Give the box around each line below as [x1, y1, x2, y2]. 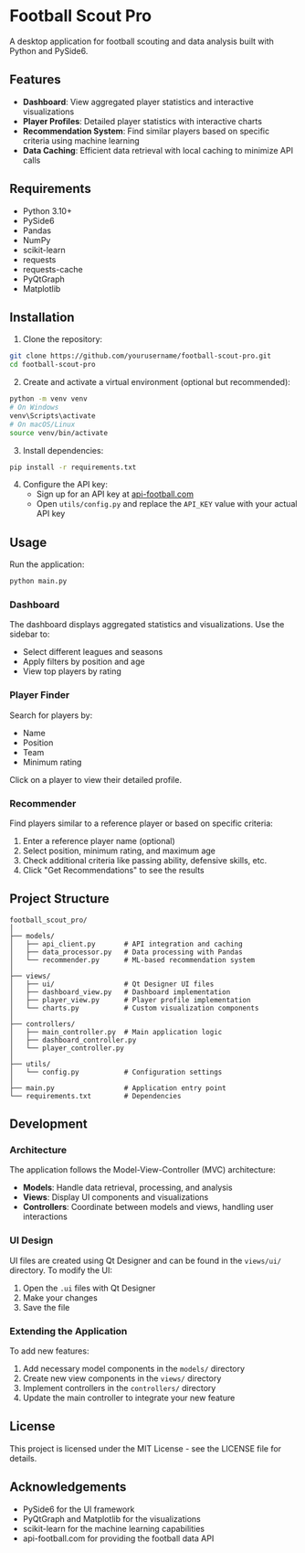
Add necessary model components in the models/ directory [22, 1364, 245, 1375]
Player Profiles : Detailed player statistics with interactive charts [22, 115, 263, 126]
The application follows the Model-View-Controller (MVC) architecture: [9, 1164, 276, 1175]
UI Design [9, 1234, 54, 1247]
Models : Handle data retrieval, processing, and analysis [22, 1182, 233, 1194]
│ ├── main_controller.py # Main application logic [9, 1027, 223, 1036]
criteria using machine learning [22, 134, 140, 146]
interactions [22, 1211, 68, 1222]
